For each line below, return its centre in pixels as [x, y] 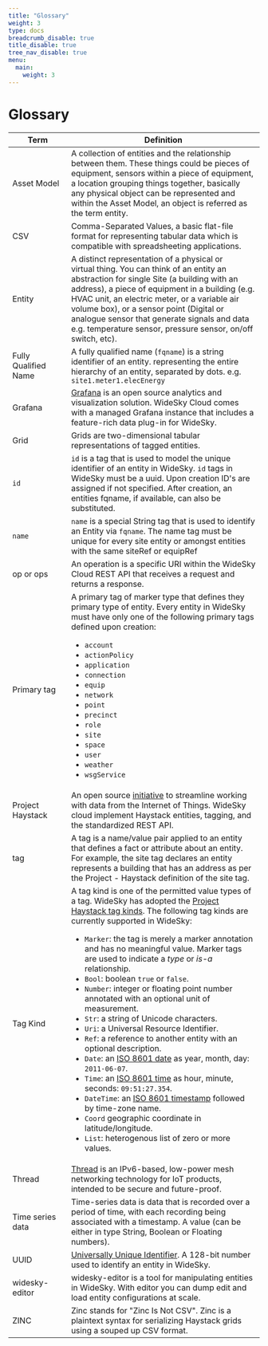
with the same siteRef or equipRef [134, 551]
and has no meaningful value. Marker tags [164, 948]
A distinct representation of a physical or [147, 258]
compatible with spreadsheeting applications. [156, 246]
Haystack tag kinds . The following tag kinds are [160, 911]
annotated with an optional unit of [148, 998]
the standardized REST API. [122, 825]
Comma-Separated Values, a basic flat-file [152, 226]
